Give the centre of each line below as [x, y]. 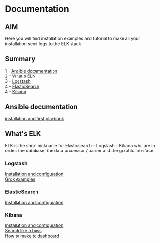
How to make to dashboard [32, 236]
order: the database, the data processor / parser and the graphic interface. [80, 151]
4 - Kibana [16, 92]
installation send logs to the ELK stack [43, 44]
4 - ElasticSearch [22, 86]
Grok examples [20, 179]
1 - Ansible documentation [31, 71]
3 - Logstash [18, 81]
